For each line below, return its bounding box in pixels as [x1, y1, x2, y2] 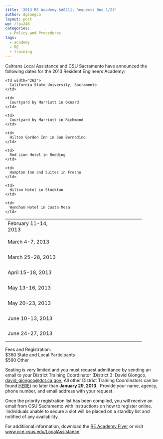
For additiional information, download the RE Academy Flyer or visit [5, 423, 144, 429]
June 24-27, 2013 [7, 330, 53, 337]
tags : [5, 35, 16, 40]
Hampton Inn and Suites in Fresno [9, 169, 81, 175]
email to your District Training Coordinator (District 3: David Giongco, [5, 372, 147, 378]
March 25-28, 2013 [7, 253, 56, 260]
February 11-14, [7, 219, 48, 226]
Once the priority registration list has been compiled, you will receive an [5, 397, 153, 403]
